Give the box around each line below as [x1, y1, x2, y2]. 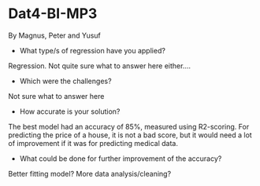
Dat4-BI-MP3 [8, 5, 98, 23]
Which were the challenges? [19, 76, 112, 86]
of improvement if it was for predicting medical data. [8, 138, 179, 148]
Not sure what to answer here [8, 91, 105, 100]
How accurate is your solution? [19, 107, 121, 116]
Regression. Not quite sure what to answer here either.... [8, 60, 191, 71]
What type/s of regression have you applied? [19, 46, 165, 55]
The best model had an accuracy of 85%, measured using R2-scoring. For [8, 122, 250, 131]
